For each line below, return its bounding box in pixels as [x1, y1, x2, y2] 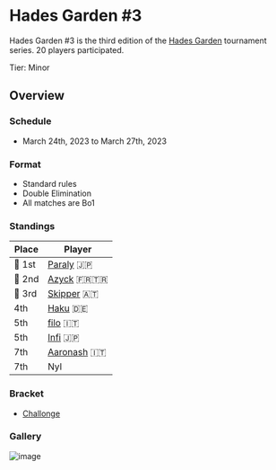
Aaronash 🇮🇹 [47, 346, 107, 359]
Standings [9, 219, 56, 232]
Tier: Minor [9, 62, 50, 73]
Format [9, 158, 42, 171]
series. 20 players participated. [9, 44, 125, 55]
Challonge [22, 408, 61, 419]
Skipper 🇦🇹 [47, 288, 99, 300]
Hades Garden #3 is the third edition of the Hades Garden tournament [9, 35, 267, 46]
